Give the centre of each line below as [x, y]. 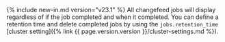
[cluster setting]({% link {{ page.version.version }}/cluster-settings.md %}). [112, 31]
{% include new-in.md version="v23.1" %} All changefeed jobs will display [111, 10]
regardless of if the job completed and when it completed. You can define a [113, 17]
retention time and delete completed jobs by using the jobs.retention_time [112, 24]
